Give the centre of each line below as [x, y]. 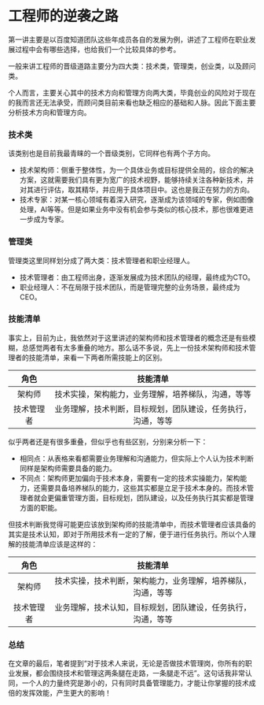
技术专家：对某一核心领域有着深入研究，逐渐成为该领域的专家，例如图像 [136, 200]
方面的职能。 [40, 507]
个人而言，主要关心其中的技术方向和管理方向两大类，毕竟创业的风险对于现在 [132, 92]
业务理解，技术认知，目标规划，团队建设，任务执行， [153, 607]
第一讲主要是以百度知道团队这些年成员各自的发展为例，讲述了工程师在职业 [128, 39]
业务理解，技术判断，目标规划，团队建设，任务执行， [153, 409]
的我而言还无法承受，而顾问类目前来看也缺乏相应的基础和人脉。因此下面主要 [132, 102]
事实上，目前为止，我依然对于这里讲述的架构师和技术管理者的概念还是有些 [128, 338]
